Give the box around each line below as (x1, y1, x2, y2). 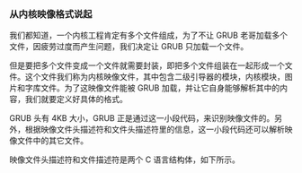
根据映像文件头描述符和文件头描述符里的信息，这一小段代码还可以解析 (24, 124, 285, 135)
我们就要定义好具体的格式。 (24, 94, 128, 105)
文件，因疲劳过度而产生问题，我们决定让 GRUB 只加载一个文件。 (9, 41, 249, 52)
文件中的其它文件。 (16, 135, 88, 146)
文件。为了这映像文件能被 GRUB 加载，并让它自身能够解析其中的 (40, 82, 280, 93)
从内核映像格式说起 (9, 7, 93, 20)
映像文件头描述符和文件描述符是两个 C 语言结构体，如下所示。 (9, 154, 241, 165)
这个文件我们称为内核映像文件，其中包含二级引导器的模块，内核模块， (24, 72, 285, 82)
